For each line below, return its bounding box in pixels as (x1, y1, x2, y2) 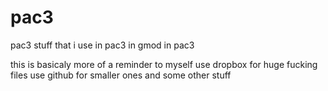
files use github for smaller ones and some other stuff (10, 69, 232, 81)
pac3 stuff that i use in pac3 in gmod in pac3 (10, 39, 195, 51)
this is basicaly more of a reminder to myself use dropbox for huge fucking (10, 58, 318, 70)
